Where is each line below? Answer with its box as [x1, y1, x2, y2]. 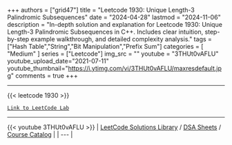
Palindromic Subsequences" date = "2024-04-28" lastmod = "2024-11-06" [7, 13, 221, 21]
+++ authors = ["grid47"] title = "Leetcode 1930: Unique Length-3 [7, 6, 195, 14]
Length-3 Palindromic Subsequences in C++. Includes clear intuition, [7, 27, 204, 36]
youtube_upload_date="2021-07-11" [7, 57, 109, 65]
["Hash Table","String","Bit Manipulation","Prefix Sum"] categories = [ [7, 43, 204, 50]
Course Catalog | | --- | [7, 131, 73, 138]
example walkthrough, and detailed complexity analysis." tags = [30, 35, 213, 43]
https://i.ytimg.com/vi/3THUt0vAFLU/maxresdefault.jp [68, 65, 222, 72]
